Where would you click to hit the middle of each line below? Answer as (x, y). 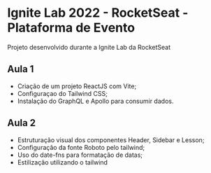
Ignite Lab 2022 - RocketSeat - (98, 13)
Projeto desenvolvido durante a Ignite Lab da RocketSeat (89, 47)
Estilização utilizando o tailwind (63, 162)
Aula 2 (22, 123)
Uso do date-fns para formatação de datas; (80, 155)
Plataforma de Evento (71, 28)
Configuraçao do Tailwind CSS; (63, 93)
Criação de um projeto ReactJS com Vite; (77, 86)
